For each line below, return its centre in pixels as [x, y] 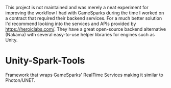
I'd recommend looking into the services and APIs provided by [71, 24]
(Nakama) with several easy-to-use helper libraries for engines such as [80, 35]
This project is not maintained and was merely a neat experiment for [77, 7]
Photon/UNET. [20, 80]
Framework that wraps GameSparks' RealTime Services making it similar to [84, 75]
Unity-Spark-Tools [45, 61]
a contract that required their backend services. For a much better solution [84, 18]
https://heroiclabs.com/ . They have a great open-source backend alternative [86, 29]
